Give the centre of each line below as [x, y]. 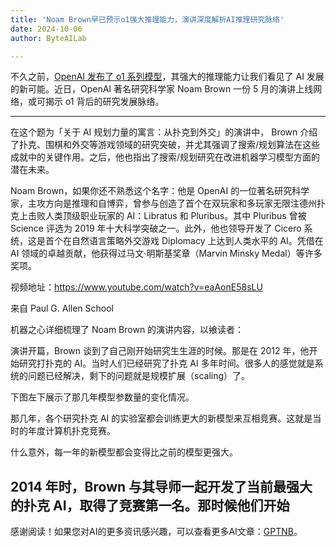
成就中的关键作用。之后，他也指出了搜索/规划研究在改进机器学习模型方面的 [165, 157]
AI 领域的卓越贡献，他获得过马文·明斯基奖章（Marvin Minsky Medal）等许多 [166, 253]
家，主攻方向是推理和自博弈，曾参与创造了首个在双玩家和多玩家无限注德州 [163, 203]
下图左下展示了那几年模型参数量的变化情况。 [102, 397]
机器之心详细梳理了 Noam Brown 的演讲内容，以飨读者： [127, 330]
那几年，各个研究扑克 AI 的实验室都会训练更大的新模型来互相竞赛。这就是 [161, 418]
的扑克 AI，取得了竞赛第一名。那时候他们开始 [150, 505]
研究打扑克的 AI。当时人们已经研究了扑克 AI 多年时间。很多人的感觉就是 [166, 363]
